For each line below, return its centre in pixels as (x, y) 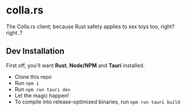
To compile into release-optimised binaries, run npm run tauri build (97, 102)
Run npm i (27, 83)
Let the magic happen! (42, 95)
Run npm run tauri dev (42, 89)
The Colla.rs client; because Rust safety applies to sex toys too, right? (90, 26)
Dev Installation (35, 51)
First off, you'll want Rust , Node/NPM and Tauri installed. (75, 65)
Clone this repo (33, 76)
